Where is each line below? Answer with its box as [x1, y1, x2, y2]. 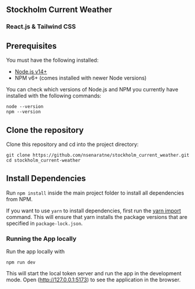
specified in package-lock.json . [6, 220, 83, 227]
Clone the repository [6, 125, 84, 135]
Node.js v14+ [14, 68, 47, 75]
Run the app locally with [6, 248, 65, 255]
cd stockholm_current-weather [6, 157, 81, 163]
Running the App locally [6, 234, 77, 243]
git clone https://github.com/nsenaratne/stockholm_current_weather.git [6, 152, 190, 158]
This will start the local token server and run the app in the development [6, 270, 182, 277]
